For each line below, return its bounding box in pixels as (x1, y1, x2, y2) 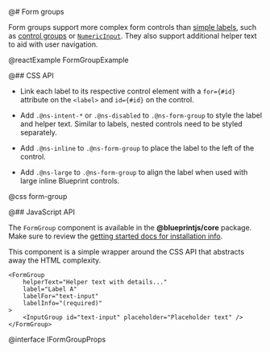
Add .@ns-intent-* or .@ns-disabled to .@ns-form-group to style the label (19, 110, 263, 120)
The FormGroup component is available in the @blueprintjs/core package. (8, 223, 252, 232)
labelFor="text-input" (23, 292, 99, 300)
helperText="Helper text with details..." (23, 278, 168, 286)
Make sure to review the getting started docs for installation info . (8, 231, 223, 241)
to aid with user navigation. (8, 39, 98, 49)
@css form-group (8, 192, 68, 201)
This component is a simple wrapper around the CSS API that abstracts (8, 247, 244, 256)
